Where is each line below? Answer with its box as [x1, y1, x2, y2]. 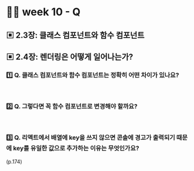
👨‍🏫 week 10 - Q [6, 5, 81, 19]
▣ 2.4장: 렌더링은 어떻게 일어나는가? [6, 52, 133, 62]
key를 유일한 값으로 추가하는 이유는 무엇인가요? [12, 144, 139, 152]
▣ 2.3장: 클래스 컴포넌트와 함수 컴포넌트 [6, 30, 145, 40]
